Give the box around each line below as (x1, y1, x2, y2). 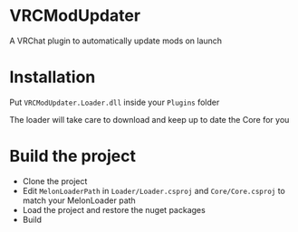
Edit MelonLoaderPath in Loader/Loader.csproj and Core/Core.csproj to (22, 185, 285, 196)
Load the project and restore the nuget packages (22, 204, 206, 215)
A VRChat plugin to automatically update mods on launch (9, 35, 223, 46)
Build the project (9, 146, 137, 167)
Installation (9, 67, 96, 88)
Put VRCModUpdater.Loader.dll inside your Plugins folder (9, 97, 220, 107)
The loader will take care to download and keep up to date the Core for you (9, 114, 290, 125)
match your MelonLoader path (22, 195, 136, 206)
